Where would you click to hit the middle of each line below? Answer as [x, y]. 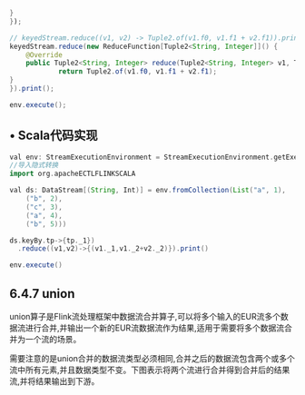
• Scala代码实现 [54, 136]
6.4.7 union [42, 294]
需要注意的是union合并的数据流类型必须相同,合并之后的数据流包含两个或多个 [152, 358]
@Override [44, 54]
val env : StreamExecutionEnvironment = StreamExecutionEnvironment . [142, 157]
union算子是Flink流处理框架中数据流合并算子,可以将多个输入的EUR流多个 [145, 316]
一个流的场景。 [53, 339]
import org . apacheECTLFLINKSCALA [73, 174]
